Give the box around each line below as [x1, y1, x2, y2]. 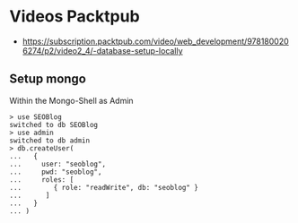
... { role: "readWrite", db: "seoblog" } [9, 183, 199, 192]
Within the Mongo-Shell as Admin [9, 95, 134, 106]
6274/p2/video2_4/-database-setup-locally [22, 45, 183, 56]
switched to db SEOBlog [9, 120, 99, 129]
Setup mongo [9, 72, 87, 87]
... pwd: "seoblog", [9, 167, 102, 176]
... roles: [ [9, 175, 74, 184]
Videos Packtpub [9, 6, 141, 27]
